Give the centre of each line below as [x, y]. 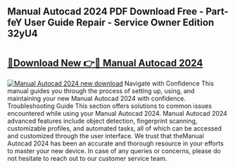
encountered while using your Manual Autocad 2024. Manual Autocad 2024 [117, 113]
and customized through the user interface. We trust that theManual [106, 136]
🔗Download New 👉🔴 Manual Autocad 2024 [105, 63]
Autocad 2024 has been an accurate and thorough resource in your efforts [115, 143]
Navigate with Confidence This [169, 83]
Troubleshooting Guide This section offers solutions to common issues [110, 106]
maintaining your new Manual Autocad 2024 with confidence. [97, 98]
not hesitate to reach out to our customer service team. [87, 158]
